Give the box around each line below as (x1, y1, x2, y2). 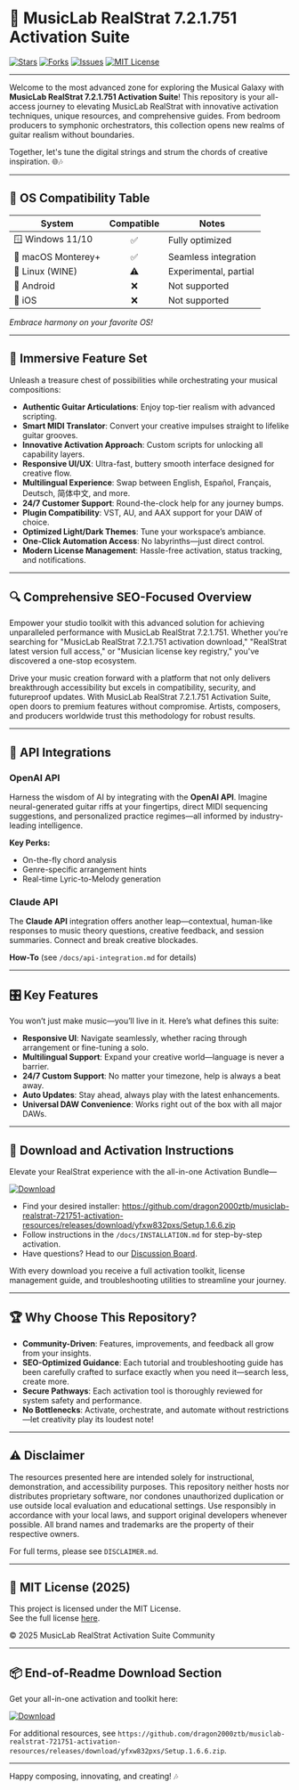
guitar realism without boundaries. (9, 129, 135, 140)
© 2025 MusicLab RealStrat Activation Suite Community (9, 1630, 215, 1641)
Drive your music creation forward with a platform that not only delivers (9, 672, 271, 684)
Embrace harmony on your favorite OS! (9, 316, 154, 328)
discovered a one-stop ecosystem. (9, 655, 137, 666)
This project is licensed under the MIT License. (9, 1603, 182, 1615)
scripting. (21, 411, 58, 421)
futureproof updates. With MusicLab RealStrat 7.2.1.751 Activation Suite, (9, 692, 271, 703)
